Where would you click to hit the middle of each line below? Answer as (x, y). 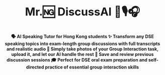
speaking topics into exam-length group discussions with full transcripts (82, 43)
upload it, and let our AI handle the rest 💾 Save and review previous (82, 54)
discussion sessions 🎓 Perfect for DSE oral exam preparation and (77, 60)
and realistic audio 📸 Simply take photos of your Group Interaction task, (82, 49)
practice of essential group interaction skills (92, 67)
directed (35, 67)
